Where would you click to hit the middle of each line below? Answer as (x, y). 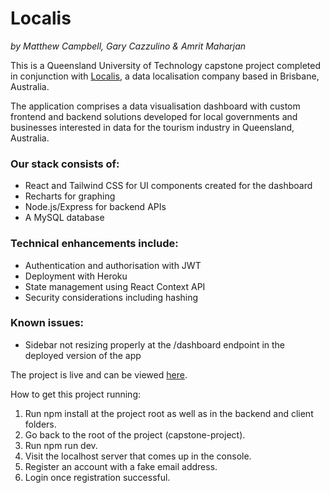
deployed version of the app (83, 355)
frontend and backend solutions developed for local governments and (154, 116)
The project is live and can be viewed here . (99, 374)
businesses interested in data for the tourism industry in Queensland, (152, 127)
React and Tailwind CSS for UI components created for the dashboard (168, 186)
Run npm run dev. (61, 445)
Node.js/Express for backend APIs (95, 207)
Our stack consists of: (65, 164)
